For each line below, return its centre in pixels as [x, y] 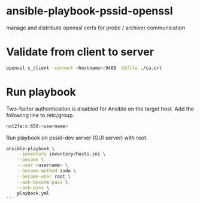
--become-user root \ [44, 176]
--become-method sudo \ [47, 171]
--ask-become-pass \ [43, 182]
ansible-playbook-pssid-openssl [90, 11]
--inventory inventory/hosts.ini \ [61, 154]
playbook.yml [33, 193]
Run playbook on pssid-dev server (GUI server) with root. [77, 138]
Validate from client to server [80, 52]
